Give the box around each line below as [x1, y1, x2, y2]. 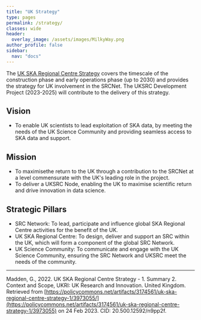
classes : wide [6, 25, 42, 32]
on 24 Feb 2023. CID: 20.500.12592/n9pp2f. [57, 307, 167, 315]
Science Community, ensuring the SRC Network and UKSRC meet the [14, 252, 187, 259]
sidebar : [6, 48, 28, 54]
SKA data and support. [14, 135, 71, 142]
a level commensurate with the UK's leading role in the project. [14, 174, 170, 181]
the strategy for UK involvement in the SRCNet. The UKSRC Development [6, 82, 187, 90]
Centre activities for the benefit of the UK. [14, 227, 118, 234]
